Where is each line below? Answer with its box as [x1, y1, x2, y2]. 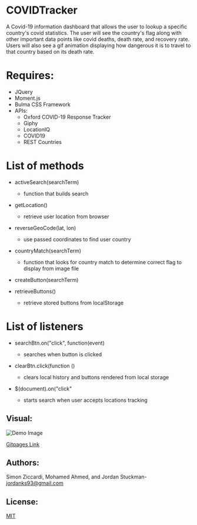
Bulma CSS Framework [14, 101, 71, 108]
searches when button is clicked [23, 350, 102, 357]
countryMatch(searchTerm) [14, 247, 81, 254]
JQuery [14, 88, 34, 95]
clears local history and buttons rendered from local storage [23, 373, 169, 380]
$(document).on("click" [14, 385, 72, 392]
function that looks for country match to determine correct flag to [23, 258, 182, 265]
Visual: [6, 414, 33, 424]
